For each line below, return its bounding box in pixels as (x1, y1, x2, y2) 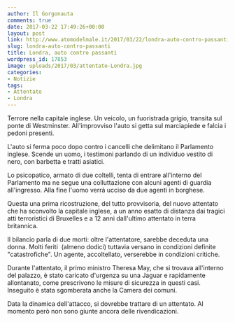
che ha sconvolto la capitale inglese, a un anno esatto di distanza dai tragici (7, 207, 225, 215)
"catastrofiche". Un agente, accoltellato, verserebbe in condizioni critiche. (7, 250, 220, 258)
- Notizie (7, 75, 36, 83)
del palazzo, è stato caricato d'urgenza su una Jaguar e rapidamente (7, 271, 206, 279)
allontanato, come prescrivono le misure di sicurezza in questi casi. (7, 279, 201, 287)
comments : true (7, 17, 52, 24)
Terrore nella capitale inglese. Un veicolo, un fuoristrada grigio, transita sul (7, 114, 222, 122)
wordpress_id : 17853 (7, 56, 68, 63)
